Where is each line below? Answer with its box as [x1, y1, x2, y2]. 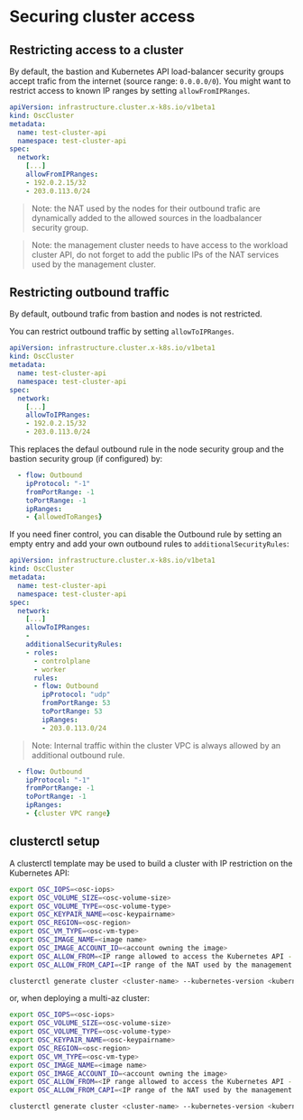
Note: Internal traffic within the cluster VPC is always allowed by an [31, 739, 281, 750]
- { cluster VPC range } [25, 809, 111, 818]
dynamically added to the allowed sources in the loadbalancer [31, 212, 262, 223]
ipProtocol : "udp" [41, 690, 111, 700]
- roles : [25, 647, 59, 657]
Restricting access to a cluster [9, 42, 184, 58]
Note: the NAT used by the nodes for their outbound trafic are [31, 203, 261, 214]
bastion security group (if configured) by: [9, 454, 163, 464]
